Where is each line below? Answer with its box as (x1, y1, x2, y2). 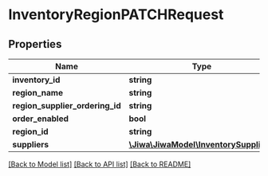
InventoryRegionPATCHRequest (8, 6, 224, 24)
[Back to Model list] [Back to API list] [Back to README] (8, 159, 191, 169)
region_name (12, 88, 64, 98)
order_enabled (12, 113, 69, 124)
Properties (8, 37, 62, 51)
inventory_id (12, 74, 61, 85)
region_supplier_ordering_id (12, 100, 121, 111)
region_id (12, 126, 49, 137)
